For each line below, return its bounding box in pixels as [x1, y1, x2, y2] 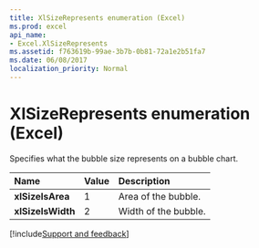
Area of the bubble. [118, 190, 202, 202]
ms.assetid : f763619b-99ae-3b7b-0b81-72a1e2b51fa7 [9, 47, 206, 57]
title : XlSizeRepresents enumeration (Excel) [9, 13, 185, 23]
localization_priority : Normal [9, 65, 129, 74]
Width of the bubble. [118, 204, 207, 217]
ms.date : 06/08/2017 [9, 56, 88, 65]
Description [118, 174, 171, 187]
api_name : [9, 30, 47, 39]
